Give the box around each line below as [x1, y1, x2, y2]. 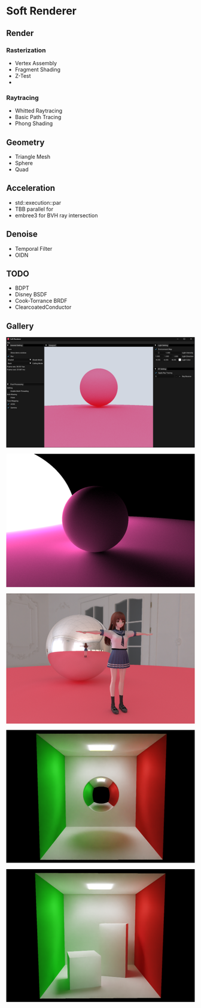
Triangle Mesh [14, 153, 51, 160]
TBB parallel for [14, 205, 54, 212]
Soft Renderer [6, 4, 77, 18]
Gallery [6, 321, 34, 331]
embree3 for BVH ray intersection [14, 211, 98, 219]
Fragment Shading [14, 66, 61, 73]
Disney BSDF [14, 291, 48, 298]
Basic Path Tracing [14, 114, 62, 121]
